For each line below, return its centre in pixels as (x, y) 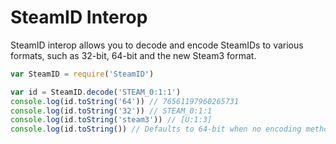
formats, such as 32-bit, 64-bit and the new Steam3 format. (133, 55)
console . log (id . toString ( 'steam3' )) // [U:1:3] (111, 120)
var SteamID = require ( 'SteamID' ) (82, 74)
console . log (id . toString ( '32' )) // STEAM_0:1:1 (111, 111)
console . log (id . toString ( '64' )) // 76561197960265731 (125, 101)
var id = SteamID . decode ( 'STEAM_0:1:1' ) (96, 92)
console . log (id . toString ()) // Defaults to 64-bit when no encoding (156, 129)
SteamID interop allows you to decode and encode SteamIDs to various (157, 45)
